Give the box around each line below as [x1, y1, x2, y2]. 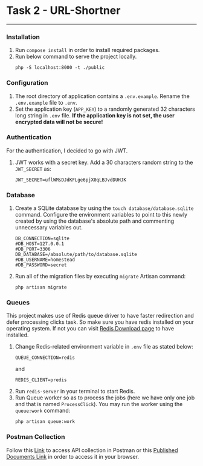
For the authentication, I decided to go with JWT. [6, 146, 128, 154]
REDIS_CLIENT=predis [14, 377, 67, 383]
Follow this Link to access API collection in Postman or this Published [6, 446, 178, 454]
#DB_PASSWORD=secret [14, 262, 67, 268]
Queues [6, 298, 30, 307]
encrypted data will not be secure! [14, 118, 103, 125]
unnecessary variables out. [14, 224, 83, 231]
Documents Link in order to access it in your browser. [6, 453, 140, 460]
